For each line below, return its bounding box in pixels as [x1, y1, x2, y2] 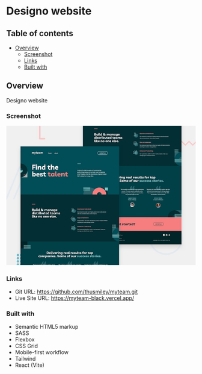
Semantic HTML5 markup [14, 323, 79, 331]
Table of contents [6, 28, 73, 39]
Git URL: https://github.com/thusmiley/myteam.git [14, 288, 138, 295]
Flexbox [14, 336, 35, 343]
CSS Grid [14, 342, 38, 350]
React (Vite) [14, 361, 45, 369]
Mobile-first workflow [14, 349, 69, 356]
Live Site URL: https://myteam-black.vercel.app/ [14, 295, 134, 302]
